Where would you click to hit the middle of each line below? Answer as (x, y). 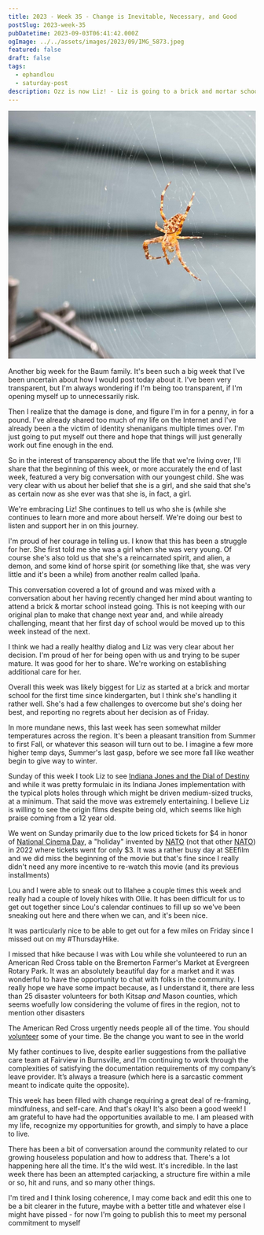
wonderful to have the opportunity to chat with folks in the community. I (124, 979)
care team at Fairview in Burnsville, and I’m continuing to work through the (128, 1059)
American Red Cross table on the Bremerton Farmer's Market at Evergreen (129, 962)
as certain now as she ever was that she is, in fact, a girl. (100, 494)
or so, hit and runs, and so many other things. (82, 1182)
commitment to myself (44, 1222)
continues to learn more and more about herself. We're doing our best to (125, 517)
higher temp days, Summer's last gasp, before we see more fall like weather (131, 752)
